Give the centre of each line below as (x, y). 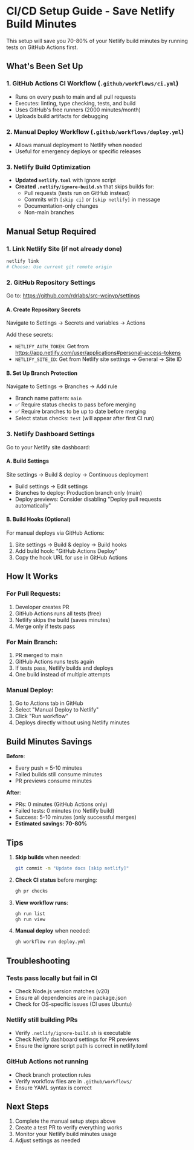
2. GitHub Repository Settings (51, 282)
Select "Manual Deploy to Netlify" (57, 710)
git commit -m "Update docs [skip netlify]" (72, 868)
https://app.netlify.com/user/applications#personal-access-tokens (98, 353)
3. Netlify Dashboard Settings (50, 434)
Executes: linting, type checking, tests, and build (75, 103)
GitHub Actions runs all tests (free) (58, 613)
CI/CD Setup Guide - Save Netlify (91, 11)
